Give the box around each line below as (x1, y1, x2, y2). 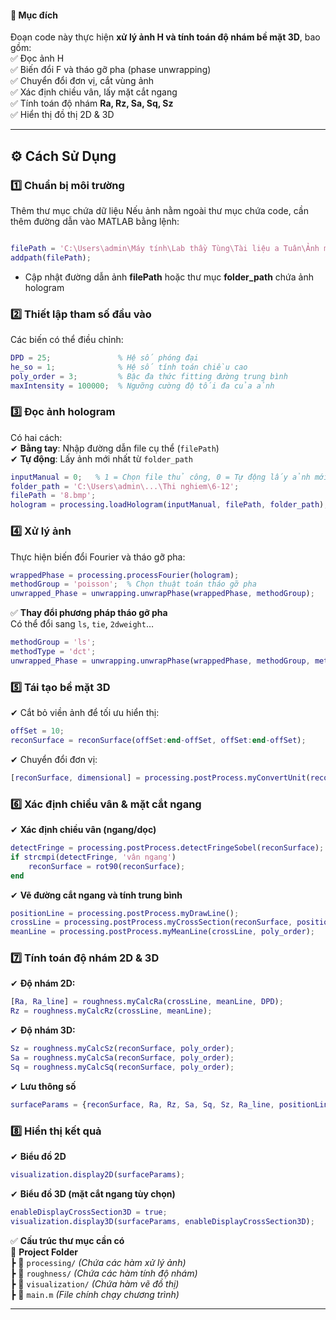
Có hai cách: (10, 431, 63, 443)
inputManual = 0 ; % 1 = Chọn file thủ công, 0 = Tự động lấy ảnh (10, 472, 311, 482)
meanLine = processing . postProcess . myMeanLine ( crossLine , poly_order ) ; (10, 927, 315, 937)
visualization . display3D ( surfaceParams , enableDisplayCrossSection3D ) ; (10, 1216, 315, 1226)
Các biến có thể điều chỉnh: (10, 333, 124, 345)
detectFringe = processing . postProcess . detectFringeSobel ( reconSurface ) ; (10, 843, 325, 853)
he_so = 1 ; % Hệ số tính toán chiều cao (10, 362, 248, 372)
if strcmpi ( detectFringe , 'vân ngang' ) (10, 852, 177, 862)
